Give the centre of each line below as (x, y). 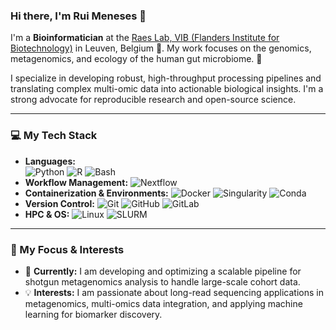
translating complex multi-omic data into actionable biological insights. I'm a (167, 89)
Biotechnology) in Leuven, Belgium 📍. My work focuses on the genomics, (161, 48)
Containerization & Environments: (96, 193)
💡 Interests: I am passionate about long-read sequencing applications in (174, 292)
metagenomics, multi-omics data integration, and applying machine (163, 303)
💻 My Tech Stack (54, 136)
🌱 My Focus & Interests (67, 249)
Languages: (50, 161)
